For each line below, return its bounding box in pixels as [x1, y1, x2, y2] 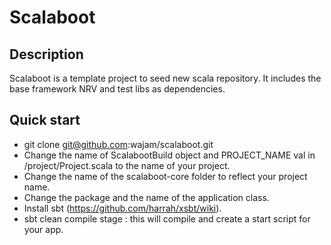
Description [9, 46, 84, 63]
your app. [23, 223, 64, 235]
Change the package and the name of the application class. [23, 191, 270, 203]
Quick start [9, 112, 81, 129]
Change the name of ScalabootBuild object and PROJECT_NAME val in [23, 149, 316, 161]
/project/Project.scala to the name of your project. [23, 159, 231, 171]
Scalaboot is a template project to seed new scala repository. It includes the [9, 72, 322, 84]
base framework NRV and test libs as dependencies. [9, 83, 226, 95]
